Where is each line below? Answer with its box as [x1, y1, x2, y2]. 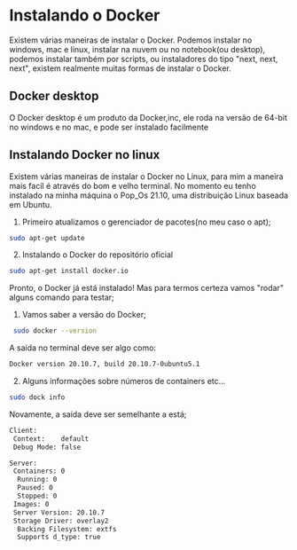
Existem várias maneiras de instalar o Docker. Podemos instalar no [9, 35, 253, 45]
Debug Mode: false [12, 443, 82, 452]
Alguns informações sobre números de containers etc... [21, 376, 226, 387]
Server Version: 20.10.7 [12, 507, 105, 517]
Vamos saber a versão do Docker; [21, 310, 146, 320]
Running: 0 [17, 475, 58, 484]
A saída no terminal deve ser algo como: [9, 342, 157, 353]
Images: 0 [12, 499, 50, 508]
